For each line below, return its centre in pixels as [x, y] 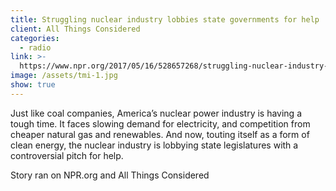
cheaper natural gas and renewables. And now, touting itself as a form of [160, 134]
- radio [35, 47]
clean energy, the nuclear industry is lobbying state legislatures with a [154, 145]
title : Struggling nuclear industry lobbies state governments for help [165, 19]
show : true [33, 85]
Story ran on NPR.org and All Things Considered [110, 175]
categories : [35, 38]
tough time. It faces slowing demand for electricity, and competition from [160, 123]
